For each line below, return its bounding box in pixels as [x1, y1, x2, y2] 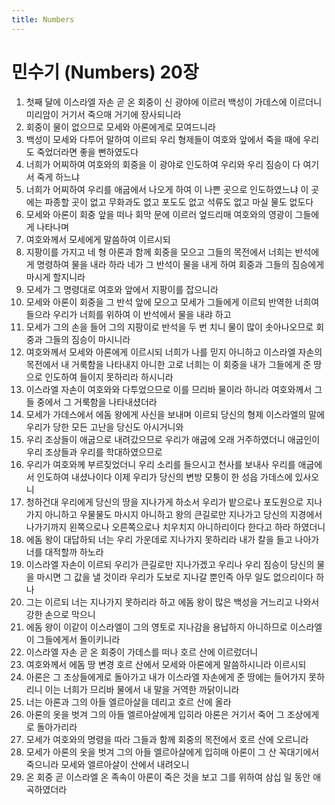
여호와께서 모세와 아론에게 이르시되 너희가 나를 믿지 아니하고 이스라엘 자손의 [25, 346, 323, 358]
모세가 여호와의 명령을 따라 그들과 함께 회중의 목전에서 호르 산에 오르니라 [25, 733, 309, 745]
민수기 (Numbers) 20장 [11, 61, 199, 83]
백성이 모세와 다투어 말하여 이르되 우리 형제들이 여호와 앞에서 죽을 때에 [25, 133, 301, 145]
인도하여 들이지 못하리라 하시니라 [44, 371, 174, 383]
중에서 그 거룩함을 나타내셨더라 [36, 396, 158, 408]
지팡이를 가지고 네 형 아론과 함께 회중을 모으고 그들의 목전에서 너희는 [25, 246, 293, 258]
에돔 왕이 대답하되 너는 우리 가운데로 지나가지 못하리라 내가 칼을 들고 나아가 [25, 533, 320, 545]
